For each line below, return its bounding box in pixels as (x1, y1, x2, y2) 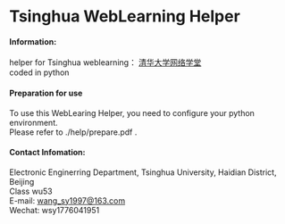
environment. (9, 117, 58, 128)
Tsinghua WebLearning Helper (9, 6, 241, 27)
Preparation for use (9, 87, 83, 98)
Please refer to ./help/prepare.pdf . (9, 127, 138, 137)
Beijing (9, 176, 35, 187)
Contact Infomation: (9, 147, 86, 158)
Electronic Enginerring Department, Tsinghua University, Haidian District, (9, 167, 277, 178)
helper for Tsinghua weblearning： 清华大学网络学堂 (9, 57, 202, 68)
